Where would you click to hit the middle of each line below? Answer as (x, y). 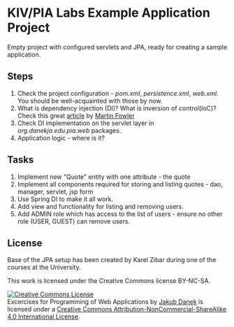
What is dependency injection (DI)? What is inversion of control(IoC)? (117, 108)
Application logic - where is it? (61, 138)
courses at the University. (44, 268)
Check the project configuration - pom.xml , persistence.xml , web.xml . (118, 93)
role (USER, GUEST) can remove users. (74, 221)
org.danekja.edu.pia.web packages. (69, 130)
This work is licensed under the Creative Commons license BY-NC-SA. (109, 281)
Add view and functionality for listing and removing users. (100, 206)
